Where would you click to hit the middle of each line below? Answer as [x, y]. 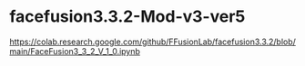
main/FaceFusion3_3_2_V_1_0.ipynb [75, 51]
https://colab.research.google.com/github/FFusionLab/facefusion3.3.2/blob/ [152, 42]
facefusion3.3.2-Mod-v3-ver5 [127, 17]
